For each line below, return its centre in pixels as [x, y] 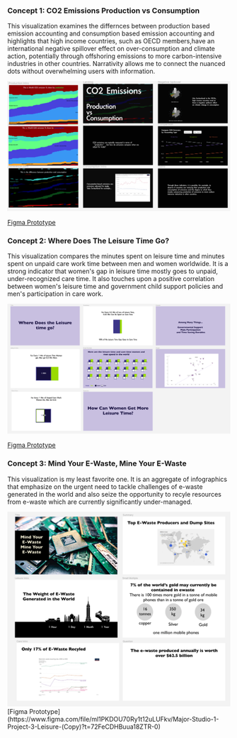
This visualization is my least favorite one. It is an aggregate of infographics [117, 479]
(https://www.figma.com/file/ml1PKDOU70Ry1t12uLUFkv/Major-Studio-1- [113, 719]
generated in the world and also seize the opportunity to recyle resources [114, 494]
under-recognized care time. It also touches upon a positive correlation [111, 279]
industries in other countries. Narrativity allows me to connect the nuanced [116, 64]
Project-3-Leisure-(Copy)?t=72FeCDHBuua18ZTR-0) [84, 727]
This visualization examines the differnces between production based [109, 26]
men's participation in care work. [56, 294]
